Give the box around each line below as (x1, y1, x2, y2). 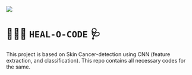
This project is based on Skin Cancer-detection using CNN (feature (6, 50, 171, 58)
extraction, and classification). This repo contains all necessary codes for (6, 57, 186, 64)
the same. (6, 63, 31, 70)
